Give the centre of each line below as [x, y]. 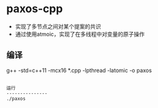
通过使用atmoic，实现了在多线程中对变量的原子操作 [80, 34]
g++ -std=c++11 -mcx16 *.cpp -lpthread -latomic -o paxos [79, 70]
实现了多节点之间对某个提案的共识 [58, 26]
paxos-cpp [34, 9]
